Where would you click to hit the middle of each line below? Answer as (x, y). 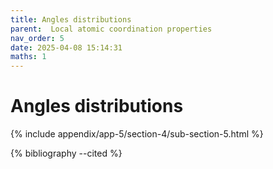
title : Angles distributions (71, 19)
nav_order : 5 (37, 38)
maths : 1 (28, 57)
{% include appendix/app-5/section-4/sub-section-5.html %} (137, 134)
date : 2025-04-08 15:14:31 (66, 47)
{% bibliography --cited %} (66, 153)
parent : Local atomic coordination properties (111, 29)
